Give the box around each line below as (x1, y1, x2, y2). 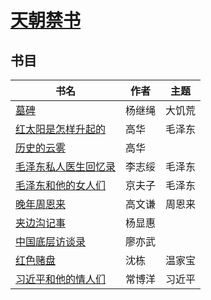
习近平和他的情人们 (15, 272, 107, 286)
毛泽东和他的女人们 (15, 179, 107, 192)
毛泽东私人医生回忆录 (15, 160, 117, 173)
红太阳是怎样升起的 (15, 122, 107, 136)
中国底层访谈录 (15, 235, 87, 248)
